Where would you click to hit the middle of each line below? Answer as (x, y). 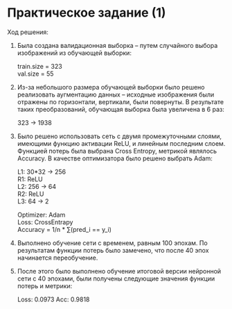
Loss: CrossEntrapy (45, 222)
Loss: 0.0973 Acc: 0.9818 (53, 299)
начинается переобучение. (57, 258)
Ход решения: (28, 32)
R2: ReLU (30, 194)
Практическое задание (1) (87, 13)
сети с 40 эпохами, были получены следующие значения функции (116, 278)
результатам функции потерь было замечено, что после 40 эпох (113, 250)
